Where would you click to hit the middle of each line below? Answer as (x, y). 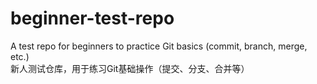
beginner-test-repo (92, 18)
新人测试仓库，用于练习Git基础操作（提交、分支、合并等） (130, 68)
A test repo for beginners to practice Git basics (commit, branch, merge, (159, 46)
